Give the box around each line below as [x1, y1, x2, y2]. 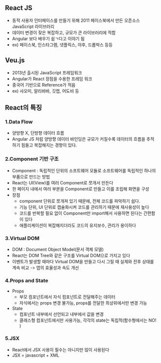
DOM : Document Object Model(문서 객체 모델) [12, 246, 104, 252]
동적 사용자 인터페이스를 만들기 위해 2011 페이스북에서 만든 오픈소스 [12, 17, 140, 23]
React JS [5, 4, 32, 12]
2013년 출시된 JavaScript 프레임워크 [12, 70, 82, 75]
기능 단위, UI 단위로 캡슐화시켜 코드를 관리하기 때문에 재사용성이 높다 [19, 204, 149, 210]
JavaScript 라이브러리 [12, 23, 55, 29]
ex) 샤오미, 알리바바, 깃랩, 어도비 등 [12, 88, 79, 94]
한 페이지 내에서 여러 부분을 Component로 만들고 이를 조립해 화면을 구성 [12, 186, 149, 192]
